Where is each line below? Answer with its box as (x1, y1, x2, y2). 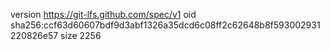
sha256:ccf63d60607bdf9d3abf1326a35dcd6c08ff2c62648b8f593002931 (10, 19, 321, 31)
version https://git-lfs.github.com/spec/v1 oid (10, 9, 197, 20)
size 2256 (60, 30, 102, 41)
